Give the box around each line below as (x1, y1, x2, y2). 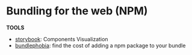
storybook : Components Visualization (14, 35, 108, 42)
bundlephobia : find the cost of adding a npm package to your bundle (14, 42, 186, 49)
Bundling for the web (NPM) (6, 4, 148, 18)
